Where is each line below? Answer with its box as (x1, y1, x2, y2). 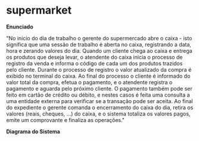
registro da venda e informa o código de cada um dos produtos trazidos (6, 60, 183, 67)
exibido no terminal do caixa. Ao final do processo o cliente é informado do (6, 72, 191, 79)
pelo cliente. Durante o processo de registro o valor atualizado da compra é (6, 66, 192, 73)
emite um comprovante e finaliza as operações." (6, 116, 125, 123)
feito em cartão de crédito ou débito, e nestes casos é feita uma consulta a (6, 91, 190, 98)
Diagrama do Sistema (6, 128, 61, 135)
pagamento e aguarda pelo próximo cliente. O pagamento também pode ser (6, 85, 192, 92)
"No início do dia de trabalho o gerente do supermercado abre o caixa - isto (6, 34, 192, 41)
